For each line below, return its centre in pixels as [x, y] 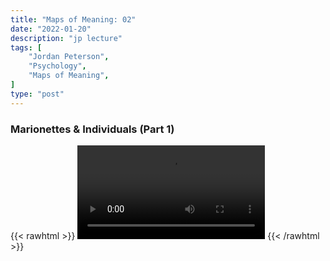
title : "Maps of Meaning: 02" [73, 19]
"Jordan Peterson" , [69, 57]
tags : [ [26, 47]
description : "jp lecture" [66, 38]
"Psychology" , [57, 66]
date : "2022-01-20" [51, 29]
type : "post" [37, 94]
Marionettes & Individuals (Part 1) [92, 129]
